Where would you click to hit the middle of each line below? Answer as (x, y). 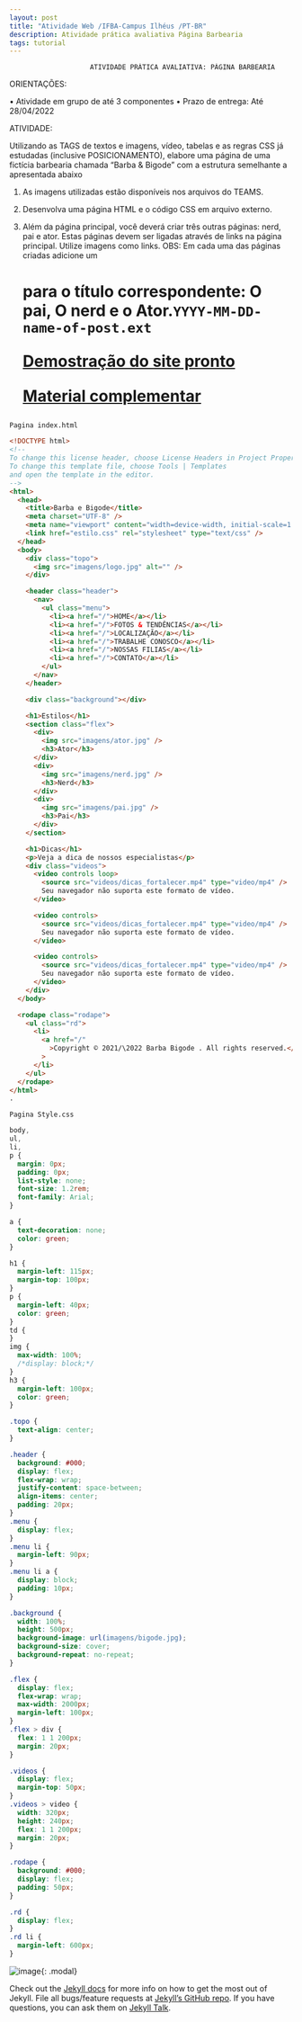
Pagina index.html (44, 425)
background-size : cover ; (64, 1647)
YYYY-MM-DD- (218, 312)
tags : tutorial (38, 43)
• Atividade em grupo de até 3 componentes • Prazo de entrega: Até (136, 102)
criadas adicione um (60, 255)
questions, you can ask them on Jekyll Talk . (90, 2008)
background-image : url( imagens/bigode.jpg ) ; (102, 1638)
